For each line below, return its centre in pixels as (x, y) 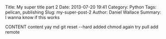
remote (12, 32)
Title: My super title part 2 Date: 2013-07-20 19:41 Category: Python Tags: (81, 7)
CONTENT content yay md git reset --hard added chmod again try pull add (82, 27)
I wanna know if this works (33, 17)
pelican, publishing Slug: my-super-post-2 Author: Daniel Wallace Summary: (83, 12)
